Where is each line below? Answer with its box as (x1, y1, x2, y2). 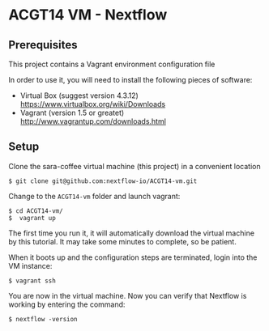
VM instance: (8, 261, 53, 270)
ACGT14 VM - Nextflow (8, 6, 168, 24)
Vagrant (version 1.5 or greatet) (19, 108, 125, 117)
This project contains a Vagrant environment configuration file (8, 59, 216, 69)
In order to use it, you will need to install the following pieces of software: (8, 75, 253, 84)
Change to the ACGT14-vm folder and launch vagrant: (8, 191, 181, 201)
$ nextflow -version (8, 315, 79, 323)
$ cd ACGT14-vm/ (8, 206, 63, 215)
